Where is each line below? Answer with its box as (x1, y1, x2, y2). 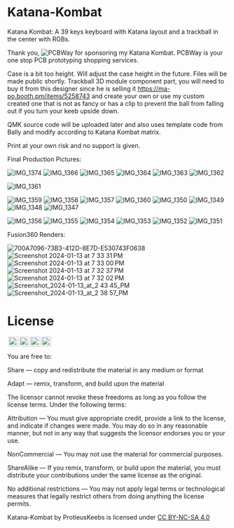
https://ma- (137, 84, 170, 93)
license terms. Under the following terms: (7, 400, 127, 409)
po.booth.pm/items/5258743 (7, 92, 90, 100)
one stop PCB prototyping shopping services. (7, 55, 139, 64)
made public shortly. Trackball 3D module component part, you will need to (7, 76, 224, 85)
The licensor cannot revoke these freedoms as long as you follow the (7, 393, 207, 401)
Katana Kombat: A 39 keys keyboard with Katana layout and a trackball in (7, 27, 219, 36)
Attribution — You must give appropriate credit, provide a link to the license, (7, 414, 226, 422)
